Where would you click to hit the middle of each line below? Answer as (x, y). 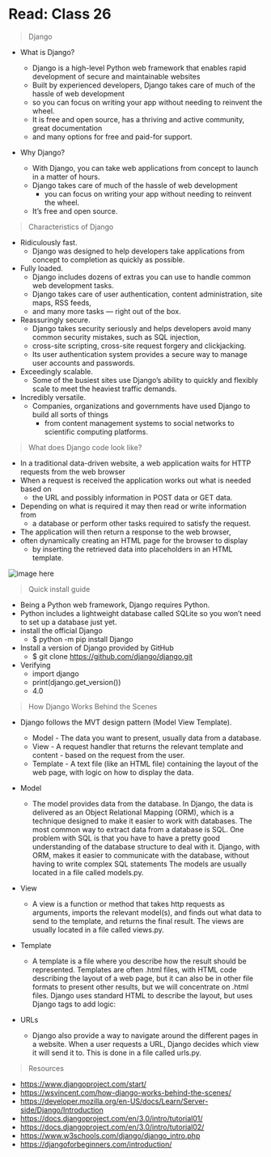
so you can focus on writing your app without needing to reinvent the (147, 102)
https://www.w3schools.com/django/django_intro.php (110, 1135)
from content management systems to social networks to (139, 423)
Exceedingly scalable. (56, 371)
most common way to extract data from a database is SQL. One (138, 829)
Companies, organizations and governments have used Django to (141, 406)
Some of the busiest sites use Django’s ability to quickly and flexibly (145, 380)
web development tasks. (73, 285)
